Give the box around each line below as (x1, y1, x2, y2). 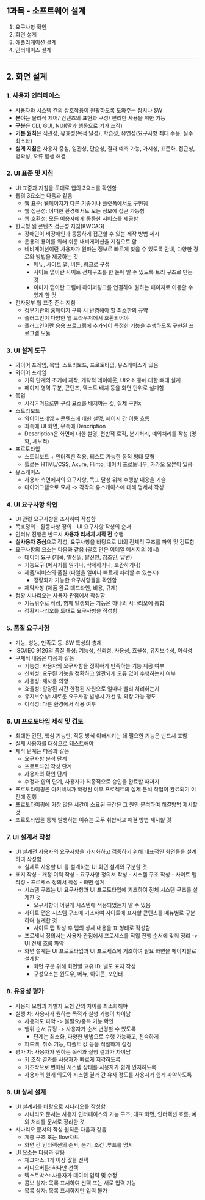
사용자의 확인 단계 (24, 770, 67, 777)
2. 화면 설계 (6, 72, 48, 82)
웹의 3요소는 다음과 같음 (15, 191, 73, 199)
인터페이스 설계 (15, 46, 52, 53)
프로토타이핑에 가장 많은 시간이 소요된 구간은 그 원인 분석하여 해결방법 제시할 (15, 801, 198, 808)
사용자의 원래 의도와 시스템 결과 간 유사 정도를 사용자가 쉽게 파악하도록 (24, 1071, 192, 1078)
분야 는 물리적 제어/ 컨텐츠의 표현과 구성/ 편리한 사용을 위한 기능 (15, 114, 166, 121)
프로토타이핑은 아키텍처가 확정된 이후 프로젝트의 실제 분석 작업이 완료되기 (15, 785, 190, 793)
